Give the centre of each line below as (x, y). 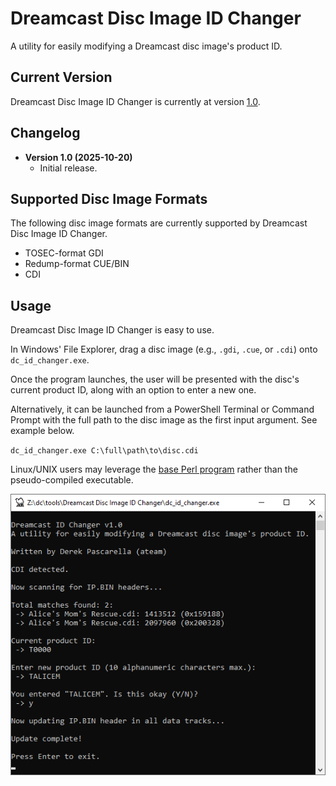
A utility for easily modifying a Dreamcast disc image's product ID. (146, 46)
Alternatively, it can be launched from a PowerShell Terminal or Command (162, 409)
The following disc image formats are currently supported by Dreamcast (159, 223)
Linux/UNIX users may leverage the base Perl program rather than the (154, 469)
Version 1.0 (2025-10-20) (78, 157)
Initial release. (68, 168)
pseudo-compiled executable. (72, 480)
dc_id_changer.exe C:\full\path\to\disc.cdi (104, 451)
